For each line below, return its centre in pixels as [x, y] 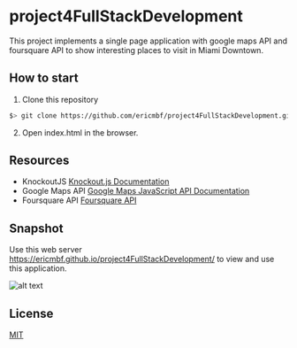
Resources [39, 161]
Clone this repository [60, 99]
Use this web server [46, 250]
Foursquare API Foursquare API [79, 200]
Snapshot [36, 228]
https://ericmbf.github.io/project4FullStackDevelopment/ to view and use [142, 259]
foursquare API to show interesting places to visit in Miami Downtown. [136, 50]
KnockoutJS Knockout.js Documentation [95, 182]
